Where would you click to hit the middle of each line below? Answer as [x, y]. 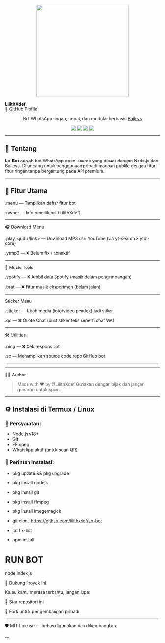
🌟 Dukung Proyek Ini [26, 583]
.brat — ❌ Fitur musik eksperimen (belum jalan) [53, 287]
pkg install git [26, 492]
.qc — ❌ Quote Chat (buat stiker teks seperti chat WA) [60, 320]
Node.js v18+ [26, 434]
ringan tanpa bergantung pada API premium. [59, 171]
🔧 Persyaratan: [23, 423]
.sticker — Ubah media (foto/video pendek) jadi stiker [59, 310]
